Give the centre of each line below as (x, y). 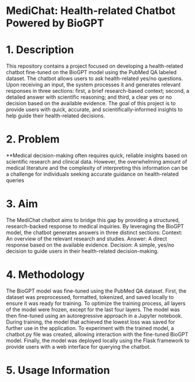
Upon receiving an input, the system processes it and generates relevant (93, 85)
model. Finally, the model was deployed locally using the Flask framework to (98, 341)
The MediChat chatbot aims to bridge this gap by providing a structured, (93, 220)
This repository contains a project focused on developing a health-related (95, 66)
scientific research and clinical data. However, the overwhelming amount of (97, 162)
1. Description (40, 50)
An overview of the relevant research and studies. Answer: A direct (87, 239)
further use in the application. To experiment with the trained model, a (90, 328)
